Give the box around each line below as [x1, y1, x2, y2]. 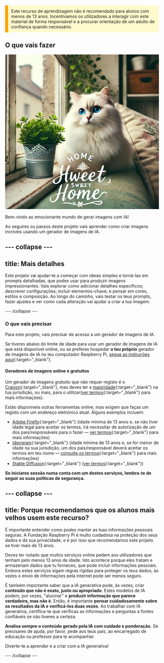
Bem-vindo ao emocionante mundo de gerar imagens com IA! [5, 214, 129, 220]
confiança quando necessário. [11, 24, 72, 29]
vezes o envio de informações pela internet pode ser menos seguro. [5, 573, 143, 579]
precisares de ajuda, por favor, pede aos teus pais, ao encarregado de [5, 628, 146, 634]
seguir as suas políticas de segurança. [5, 475, 85, 481]
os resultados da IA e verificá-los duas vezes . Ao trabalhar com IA [5, 603, 141, 609]
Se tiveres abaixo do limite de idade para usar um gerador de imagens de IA [5, 341, 158, 347]
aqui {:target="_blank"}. [5, 357, 52, 363]
